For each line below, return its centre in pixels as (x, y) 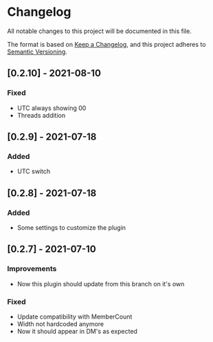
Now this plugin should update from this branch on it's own (101, 284)
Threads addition (41, 115)
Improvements (32, 269)
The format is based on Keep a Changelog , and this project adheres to (106, 44)
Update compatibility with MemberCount (75, 317)
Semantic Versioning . (37, 52)
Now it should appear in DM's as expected (77, 331)
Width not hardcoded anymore (60, 323)
